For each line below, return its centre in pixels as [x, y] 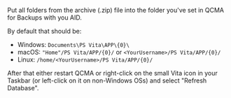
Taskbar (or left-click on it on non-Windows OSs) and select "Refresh [107, 80]
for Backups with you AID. [45, 17]
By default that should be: [44, 31]
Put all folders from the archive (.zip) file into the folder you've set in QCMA [115, 10]
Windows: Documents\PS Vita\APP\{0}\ [73, 44]
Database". [23, 88]
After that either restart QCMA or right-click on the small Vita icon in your [113, 73]
